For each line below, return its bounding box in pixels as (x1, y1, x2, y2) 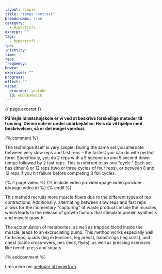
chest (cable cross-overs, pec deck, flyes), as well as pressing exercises (5, 240, 150, 245)
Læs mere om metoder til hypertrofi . (5, 264, 78, 270)
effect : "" (5, 79, 27, 84)
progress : (5, 75, 25, 80)
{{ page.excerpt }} (5, 106, 42, 112)
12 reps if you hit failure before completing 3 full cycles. (5, 170, 116, 176)
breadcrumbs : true (5, 16, 42, 21)
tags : (5, 34, 16, 39)
